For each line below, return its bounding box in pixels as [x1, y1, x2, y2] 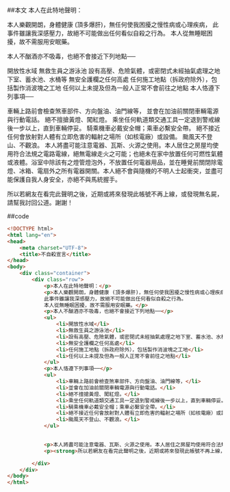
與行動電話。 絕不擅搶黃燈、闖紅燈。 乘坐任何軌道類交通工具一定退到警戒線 [7, 116, 220, 123]
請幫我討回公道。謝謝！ [7, 198, 73, 207]
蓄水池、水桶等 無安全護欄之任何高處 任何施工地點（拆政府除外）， [25, 75, 212, 83]
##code [7, 212, 29, 220]
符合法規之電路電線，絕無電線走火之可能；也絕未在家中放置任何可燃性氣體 [12, 150, 223, 157]
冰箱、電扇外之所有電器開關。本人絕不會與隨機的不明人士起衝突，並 [18, 167, 211, 174]
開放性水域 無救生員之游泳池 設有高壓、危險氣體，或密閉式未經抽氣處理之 [7, 67, 214, 75]
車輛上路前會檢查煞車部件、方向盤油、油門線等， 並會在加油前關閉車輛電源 [7, 107, 219, 115]
